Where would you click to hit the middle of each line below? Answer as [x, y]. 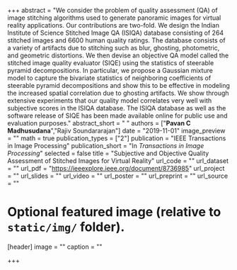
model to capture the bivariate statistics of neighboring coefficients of [109, 78]
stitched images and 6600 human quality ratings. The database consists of [116, 40]
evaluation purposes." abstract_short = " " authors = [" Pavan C [99, 123]
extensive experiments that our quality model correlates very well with [110, 101]
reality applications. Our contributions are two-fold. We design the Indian [113, 25]
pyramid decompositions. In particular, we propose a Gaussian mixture [110, 71]
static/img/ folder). [66, 227]
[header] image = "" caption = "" [55, 247]
